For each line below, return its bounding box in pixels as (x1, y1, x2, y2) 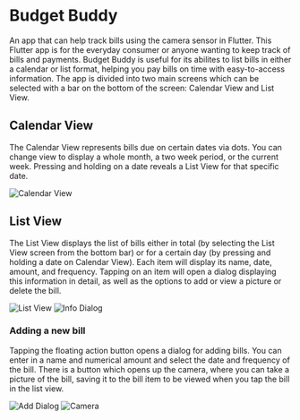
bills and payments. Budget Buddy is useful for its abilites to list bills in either (9, 54, 292, 64)
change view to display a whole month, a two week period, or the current (9, 151, 279, 162)
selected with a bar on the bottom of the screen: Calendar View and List (9, 82, 275, 93)
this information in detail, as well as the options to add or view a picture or (9, 275, 282, 287)
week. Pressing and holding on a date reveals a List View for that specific (9, 160, 279, 171)
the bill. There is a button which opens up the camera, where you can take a (9, 364, 289, 374)
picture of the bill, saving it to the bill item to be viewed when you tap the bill (9, 373, 290, 384)
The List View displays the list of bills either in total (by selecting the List (9, 237, 275, 248)
